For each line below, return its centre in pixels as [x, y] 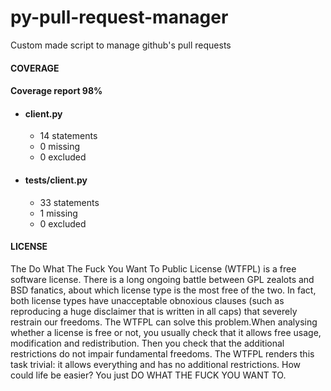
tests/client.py [56, 180]
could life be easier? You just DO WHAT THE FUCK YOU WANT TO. [148, 375]
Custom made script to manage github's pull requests [121, 45]
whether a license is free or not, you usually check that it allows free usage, [166, 332]
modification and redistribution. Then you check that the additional [147, 343]
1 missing [58, 213]
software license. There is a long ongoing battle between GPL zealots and [162, 279]
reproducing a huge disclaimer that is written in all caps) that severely [154, 311]
